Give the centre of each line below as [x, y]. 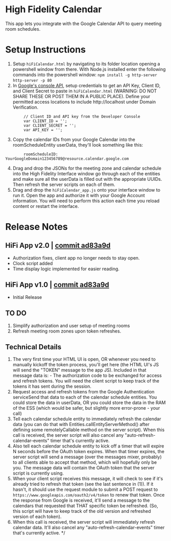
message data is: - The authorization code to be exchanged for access [87, 375]
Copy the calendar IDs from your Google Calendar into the [74, 139]
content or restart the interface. [46, 206]
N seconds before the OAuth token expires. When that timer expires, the [89, 452]
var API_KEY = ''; [43, 130]
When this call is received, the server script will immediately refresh [84, 522]
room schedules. [23, 29]
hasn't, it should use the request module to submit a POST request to [85, 489]
